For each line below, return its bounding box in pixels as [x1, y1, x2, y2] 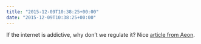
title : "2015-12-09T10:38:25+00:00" [6, 8, 99, 15]
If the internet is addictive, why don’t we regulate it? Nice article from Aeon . [6, 31, 196, 38]
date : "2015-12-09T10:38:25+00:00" [6, 14, 97, 20]
